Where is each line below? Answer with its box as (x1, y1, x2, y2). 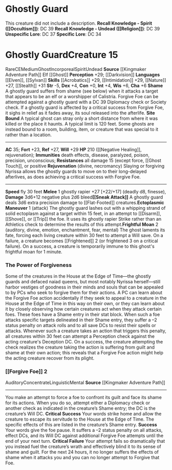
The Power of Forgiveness (5, 261, 72, 268)
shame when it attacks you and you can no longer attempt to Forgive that (5, 455, 160, 461)
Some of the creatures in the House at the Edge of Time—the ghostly (5, 273, 151, 279)
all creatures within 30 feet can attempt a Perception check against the (5, 333, 155, 339)
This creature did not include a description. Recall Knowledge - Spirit (5, 20, 153, 26)
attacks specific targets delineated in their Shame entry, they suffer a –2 (5, 317, 157, 323)
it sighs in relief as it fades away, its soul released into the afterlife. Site (5, 110, 155, 116)
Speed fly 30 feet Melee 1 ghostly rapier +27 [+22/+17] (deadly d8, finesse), (5, 188, 166, 194)
